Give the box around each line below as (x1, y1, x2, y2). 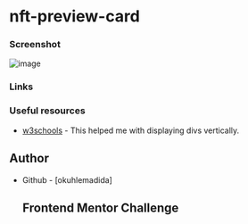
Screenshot (9, 38, 61, 51)
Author (9, 151, 49, 166)
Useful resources (9, 104, 87, 117)
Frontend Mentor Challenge (21, 200, 179, 215)
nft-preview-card (9, 6, 140, 27)
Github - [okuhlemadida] (21, 174, 113, 185)
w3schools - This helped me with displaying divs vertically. (21, 125, 240, 136)
